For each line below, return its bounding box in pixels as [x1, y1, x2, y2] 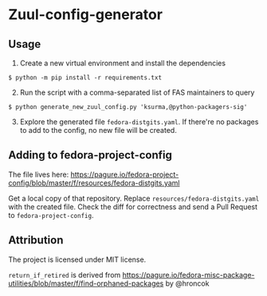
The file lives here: [8, 169, 69, 179]
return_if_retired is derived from [8, 270, 121, 279]
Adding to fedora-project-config [8, 149, 173, 162]
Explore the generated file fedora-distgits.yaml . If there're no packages [19, 117, 259, 127]
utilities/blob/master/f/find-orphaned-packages [8, 278, 164, 288]
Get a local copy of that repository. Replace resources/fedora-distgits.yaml [8, 193, 260, 203]
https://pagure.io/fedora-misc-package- [122, 270, 255, 279]
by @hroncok [165, 278, 210, 288]
